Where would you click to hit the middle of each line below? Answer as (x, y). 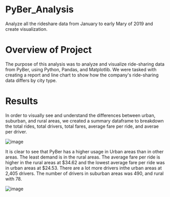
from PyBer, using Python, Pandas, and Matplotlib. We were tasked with (81, 69)
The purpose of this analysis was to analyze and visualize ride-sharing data (85, 64)
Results (22, 101)
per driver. (16, 131)
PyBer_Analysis (40, 9)
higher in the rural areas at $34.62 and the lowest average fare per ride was (85, 162)
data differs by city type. (31, 80)
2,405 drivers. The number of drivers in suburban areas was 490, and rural (84, 173)
